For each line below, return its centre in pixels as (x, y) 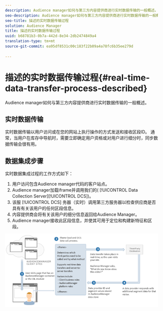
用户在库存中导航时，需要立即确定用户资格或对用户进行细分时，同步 (86, 138)
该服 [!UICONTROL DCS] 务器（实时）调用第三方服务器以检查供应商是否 (84, 202)
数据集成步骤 (24, 161)
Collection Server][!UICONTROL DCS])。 (53, 196)
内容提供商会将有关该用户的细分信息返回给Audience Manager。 (76, 214)
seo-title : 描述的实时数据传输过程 (37, 20)
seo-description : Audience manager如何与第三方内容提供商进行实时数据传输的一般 (81, 15)
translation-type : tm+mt (30, 41)
